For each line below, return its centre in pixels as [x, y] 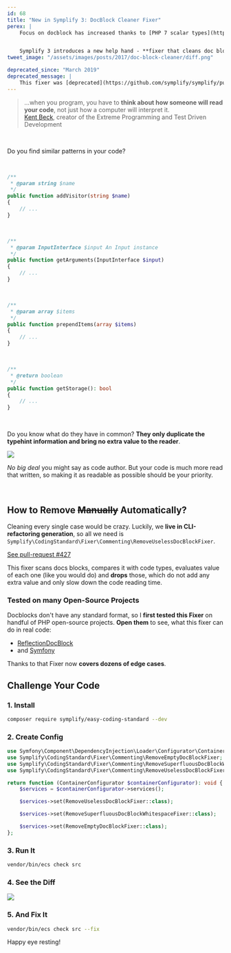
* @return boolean [36, 376]
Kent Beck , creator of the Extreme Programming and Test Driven [115, 117]
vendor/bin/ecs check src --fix [53, 929]
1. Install [21, 705]
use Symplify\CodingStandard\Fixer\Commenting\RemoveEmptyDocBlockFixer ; [115, 758]
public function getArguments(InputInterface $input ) [86, 260]
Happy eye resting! [34, 942]
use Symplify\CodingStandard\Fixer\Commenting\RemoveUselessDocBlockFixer [117, 770]
